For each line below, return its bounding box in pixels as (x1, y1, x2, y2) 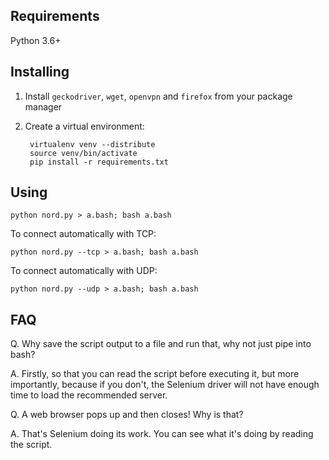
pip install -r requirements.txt (29, 157, 169, 167)
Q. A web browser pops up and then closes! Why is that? (10, 409, 244, 421)
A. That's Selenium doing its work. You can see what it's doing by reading (10, 428, 314, 440)
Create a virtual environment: (24, 120, 145, 132)
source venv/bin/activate (29, 148, 138, 158)
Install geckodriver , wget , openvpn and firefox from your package (24, 90, 293, 102)
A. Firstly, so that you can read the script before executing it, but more (10, 368, 300, 380)
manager (24, 100, 63, 113)
